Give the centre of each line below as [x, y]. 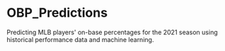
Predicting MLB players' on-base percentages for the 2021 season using [112, 32]
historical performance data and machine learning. [80, 39]
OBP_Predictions [57, 13]
